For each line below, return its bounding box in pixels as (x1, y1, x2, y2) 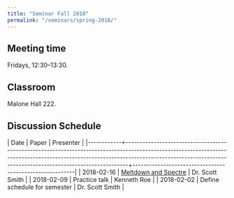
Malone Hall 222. (7, 100, 57, 108)
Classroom (7, 81, 56, 93)
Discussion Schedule (7, 120, 101, 132)
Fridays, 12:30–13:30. (7, 61, 68, 70)
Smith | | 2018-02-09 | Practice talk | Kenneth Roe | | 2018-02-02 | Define (7, 175, 220, 183)
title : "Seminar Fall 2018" (7, 10, 89, 17)
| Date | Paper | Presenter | (7, 138, 85, 146)
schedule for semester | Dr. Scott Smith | (7, 183, 124, 191)
